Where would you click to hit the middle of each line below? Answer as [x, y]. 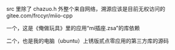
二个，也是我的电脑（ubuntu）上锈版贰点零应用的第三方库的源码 [88, 41]
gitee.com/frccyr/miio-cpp [40, 16]
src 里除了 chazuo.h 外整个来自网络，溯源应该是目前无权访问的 [86, 9]
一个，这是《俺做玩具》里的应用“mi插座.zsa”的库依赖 [73, 28]
